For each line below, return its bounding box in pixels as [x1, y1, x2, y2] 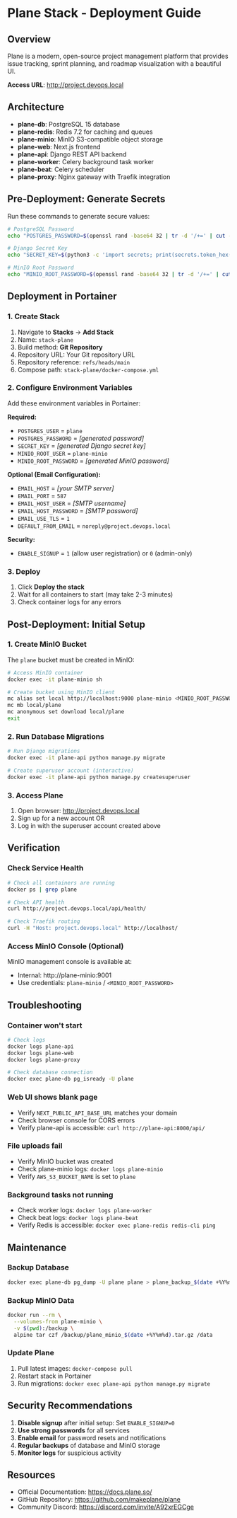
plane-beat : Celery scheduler [17, 165, 104, 173]
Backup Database [7, 1263, 69, 1272]
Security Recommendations [7, 1400, 133, 1412]
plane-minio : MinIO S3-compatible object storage [17, 134, 164, 143]
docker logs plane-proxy [7, 1056, 80, 1063]
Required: [7, 413, 37, 421]
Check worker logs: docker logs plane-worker [17, 1206, 152, 1214]
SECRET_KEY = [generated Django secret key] [17, 441, 146, 450]
